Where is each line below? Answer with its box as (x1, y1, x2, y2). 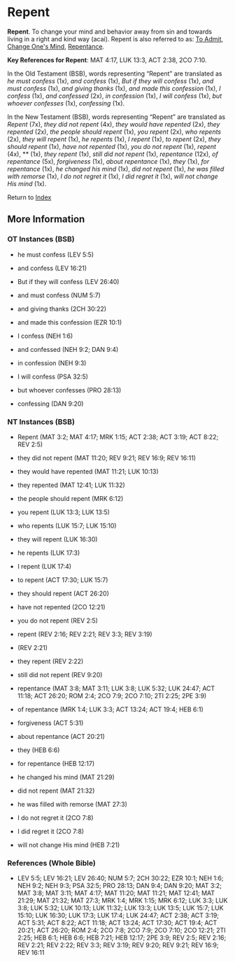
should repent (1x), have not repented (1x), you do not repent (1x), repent (7, 142, 217, 150)
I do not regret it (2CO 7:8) (17, 813, 94, 822)
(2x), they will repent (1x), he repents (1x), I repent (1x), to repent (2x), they (7, 134, 222, 143)
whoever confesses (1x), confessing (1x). (7, 99, 125, 107)
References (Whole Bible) (7, 858, 96, 868)
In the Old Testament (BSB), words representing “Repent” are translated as (7, 69, 222, 78)
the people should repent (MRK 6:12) (17, 494, 124, 502)
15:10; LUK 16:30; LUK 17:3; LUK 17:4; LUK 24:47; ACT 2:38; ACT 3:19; (17, 911, 219, 920)
